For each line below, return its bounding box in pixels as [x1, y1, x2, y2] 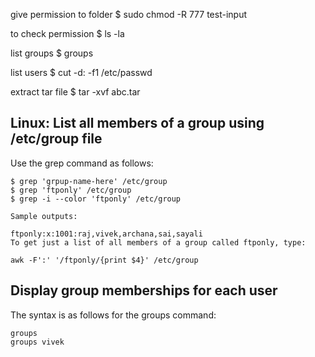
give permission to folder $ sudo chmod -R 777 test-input [10, 9, 248, 20]
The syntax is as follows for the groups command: [10, 309, 217, 321]
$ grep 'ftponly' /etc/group [10, 185, 132, 195]
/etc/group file [10, 130, 103, 148]
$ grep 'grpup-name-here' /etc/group [10, 176, 168, 186]
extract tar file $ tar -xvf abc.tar [10, 86, 141, 98]
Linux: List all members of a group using [10, 115, 265, 132]
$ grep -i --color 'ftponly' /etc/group [10, 194, 182, 204]
